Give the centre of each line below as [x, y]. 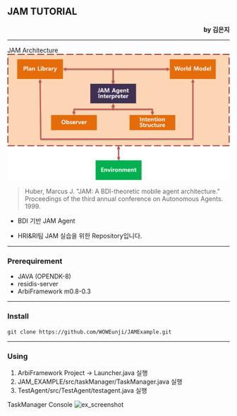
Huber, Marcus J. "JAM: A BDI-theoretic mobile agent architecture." [122, 191]
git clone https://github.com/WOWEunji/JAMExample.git [90, 332]
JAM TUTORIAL [42, 12]
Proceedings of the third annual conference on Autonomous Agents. [124, 198]
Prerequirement [35, 261]
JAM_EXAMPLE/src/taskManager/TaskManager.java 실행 [100, 381]
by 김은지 [217, 29]
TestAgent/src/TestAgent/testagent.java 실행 [82, 390]
